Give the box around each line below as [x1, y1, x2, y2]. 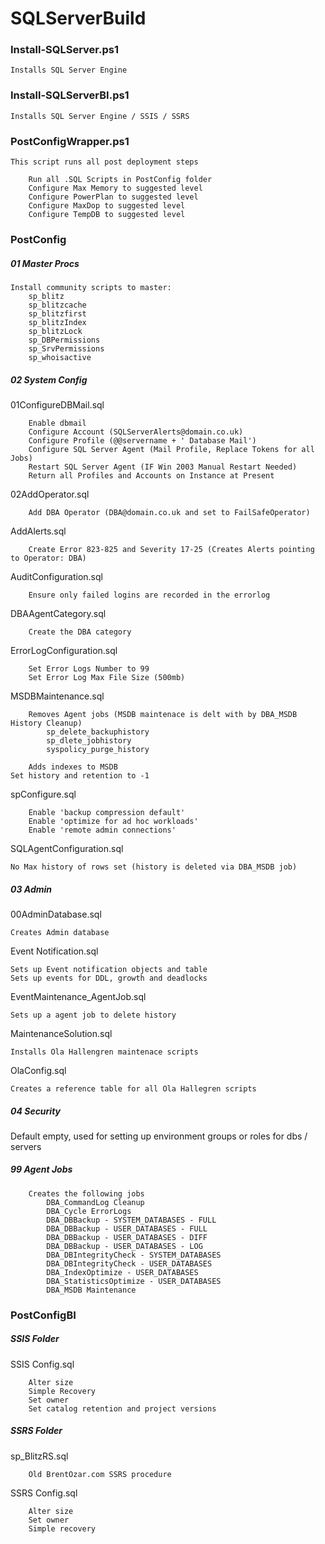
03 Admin [10, 883, 53, 895]
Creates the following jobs [28, 1188, 145, 1199]
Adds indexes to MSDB [28, 762, 118, 772]
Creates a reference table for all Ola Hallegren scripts [10, 1083, 257, 1094]
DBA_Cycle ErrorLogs [46, 1206, 132, 1216]
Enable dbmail [28, 418, 87, 428]
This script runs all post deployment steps [10, 157, 199, 167]
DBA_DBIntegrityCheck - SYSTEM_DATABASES [46, 1250, 222, 1260]
